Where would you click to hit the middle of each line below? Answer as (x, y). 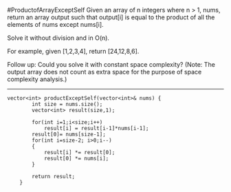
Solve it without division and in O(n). (58, 38)
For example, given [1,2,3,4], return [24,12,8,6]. (73, 51)
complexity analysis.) (37, 79)
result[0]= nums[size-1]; (69, 134)
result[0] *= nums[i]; (76, 158)
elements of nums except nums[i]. (56, 24)
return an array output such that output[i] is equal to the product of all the (111, 17)
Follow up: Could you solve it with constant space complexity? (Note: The (111, 64)
